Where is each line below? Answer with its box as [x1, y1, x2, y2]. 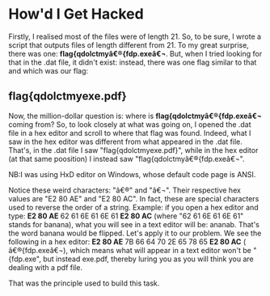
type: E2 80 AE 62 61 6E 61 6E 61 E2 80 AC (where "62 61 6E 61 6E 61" [8, 211, 244, 221]
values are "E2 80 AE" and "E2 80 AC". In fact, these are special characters [8, 193, 259, 203]
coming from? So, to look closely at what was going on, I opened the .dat [8, 119, 252, 129]
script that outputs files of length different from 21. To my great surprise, [8, 40, 249, 49]
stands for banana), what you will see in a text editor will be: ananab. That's [8, 219, 260, 229]
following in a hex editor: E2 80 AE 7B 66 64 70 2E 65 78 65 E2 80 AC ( [8, 236, 247, 247]
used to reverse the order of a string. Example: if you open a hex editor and [8, 202, 259, 212]
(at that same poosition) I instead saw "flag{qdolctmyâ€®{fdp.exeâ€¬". [8, 154, 245, 163]
